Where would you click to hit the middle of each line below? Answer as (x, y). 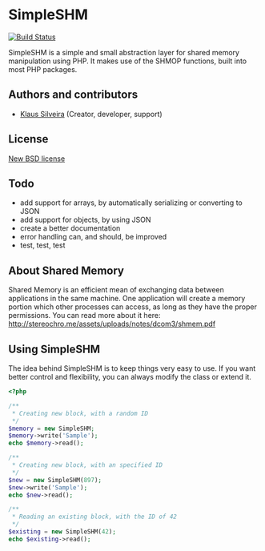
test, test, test (42, 245)
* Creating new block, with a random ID (80, 413)
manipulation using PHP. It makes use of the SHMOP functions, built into (128, 61)
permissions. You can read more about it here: (85, 316)
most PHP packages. (43, 69)
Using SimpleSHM (54, 349)
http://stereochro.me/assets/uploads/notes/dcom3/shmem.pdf (112, 324)
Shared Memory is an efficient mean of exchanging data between (116, 290)
